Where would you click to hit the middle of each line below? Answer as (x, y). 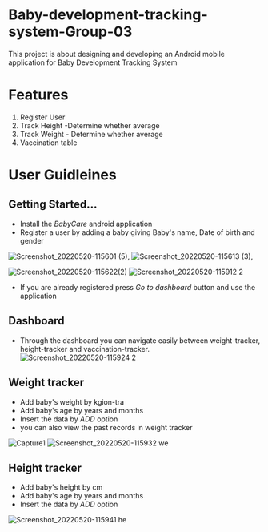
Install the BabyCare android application (86, 224)
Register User (42, 117)
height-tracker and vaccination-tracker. (85, 349)
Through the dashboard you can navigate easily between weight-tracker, (140, 340)
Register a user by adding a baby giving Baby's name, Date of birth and (137, 232)
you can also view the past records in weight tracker (106, 427)
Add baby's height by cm (61, 487)
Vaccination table (48, 143)
